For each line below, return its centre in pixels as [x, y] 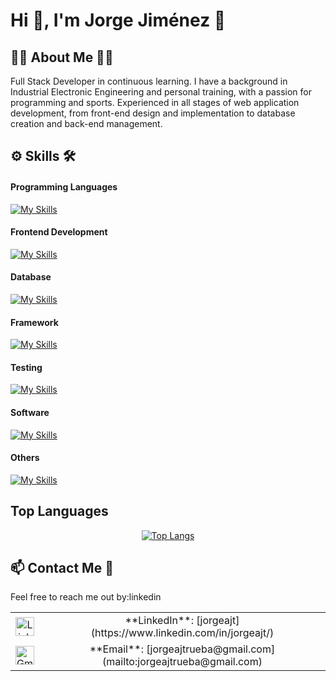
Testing [26, 367]
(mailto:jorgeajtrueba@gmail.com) [182, 662]
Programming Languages [64, 186]
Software [30, 412]
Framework [34, 322]
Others [25, 458]
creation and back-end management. [86, 123]
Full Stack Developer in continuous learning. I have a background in [149, 81]
